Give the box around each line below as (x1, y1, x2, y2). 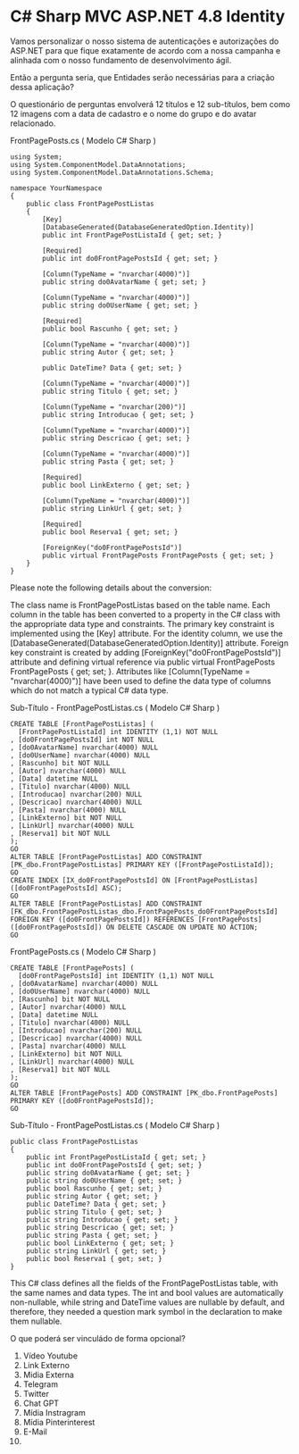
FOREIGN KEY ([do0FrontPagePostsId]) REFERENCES (10, 915, 195, 923)
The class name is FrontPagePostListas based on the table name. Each (10, 599, 270, 610)
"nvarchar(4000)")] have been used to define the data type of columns (10, 675, 271, 686)
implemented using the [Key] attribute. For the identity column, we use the (10, 628, 284, 639)
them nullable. (10, 1316, 62, 1326)
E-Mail (22, 1426, 47, 1437)
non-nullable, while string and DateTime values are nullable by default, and (10, 1297, 285, 1308)
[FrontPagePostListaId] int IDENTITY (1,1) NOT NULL (18, 727, 219, 736)
